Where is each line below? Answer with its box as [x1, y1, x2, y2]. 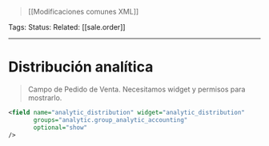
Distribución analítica [8, 58, 154, 76]
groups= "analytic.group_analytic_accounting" [33, 116, 188, 124]
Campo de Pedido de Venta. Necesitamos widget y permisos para [27, 84, 246, 94]
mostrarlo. [27, 92, 62, 103]
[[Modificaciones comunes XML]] [27, 7, 139, 16]
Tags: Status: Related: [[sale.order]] [8, 22, 126, 31]
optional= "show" [33, 124, 88, 132]
